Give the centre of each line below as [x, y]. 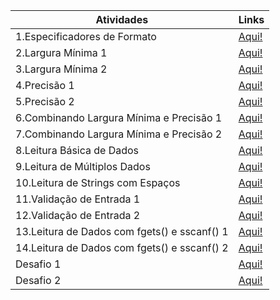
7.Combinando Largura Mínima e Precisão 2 [119, 134]
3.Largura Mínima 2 [61, 69]
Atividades [122, 19]
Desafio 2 [38, 280]
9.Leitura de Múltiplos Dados [83, 166]
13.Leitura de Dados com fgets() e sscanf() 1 [122, 231]
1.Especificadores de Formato [86, 36]
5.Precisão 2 [45, 101]
